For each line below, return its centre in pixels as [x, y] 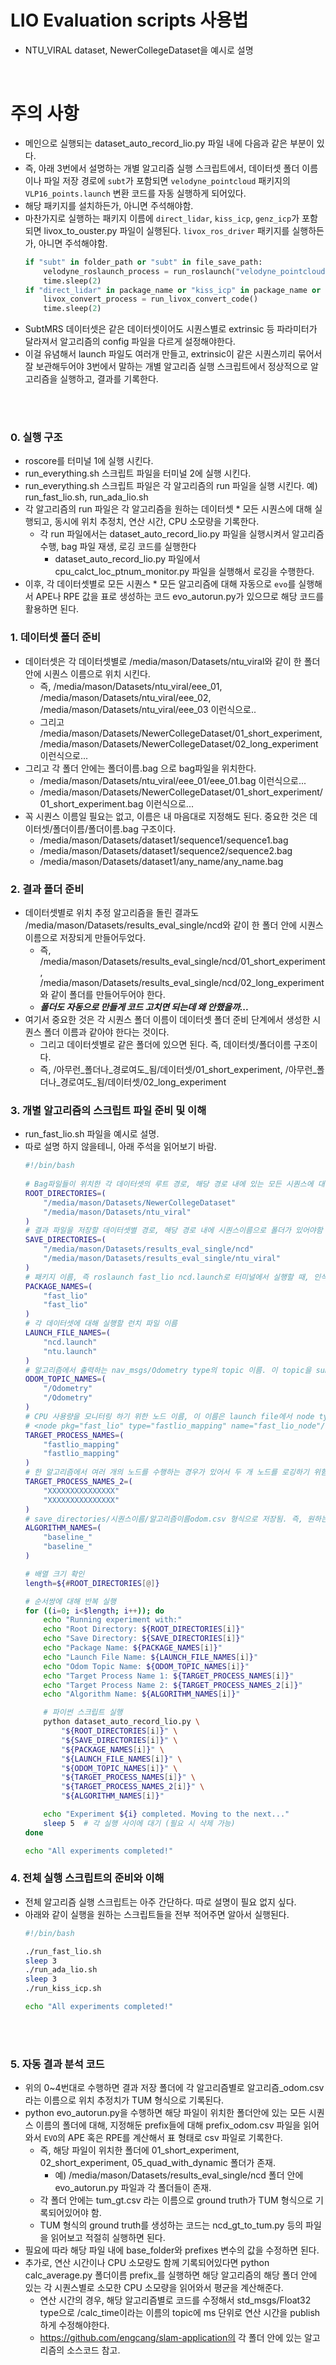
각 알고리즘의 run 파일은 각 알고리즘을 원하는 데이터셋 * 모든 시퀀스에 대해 [168, 509]
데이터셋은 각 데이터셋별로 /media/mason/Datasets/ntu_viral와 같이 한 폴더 [172, 661]
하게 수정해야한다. [74, 2325]
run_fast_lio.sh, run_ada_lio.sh [86, 497]
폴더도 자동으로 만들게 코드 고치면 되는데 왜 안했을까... [144, 1007]
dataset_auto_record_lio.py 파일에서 [127, 559]
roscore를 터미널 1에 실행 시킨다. [89, 461]
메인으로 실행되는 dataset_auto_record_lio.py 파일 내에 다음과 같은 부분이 [169, 143]
